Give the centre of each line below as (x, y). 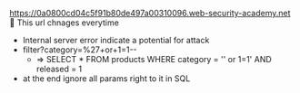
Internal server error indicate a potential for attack (116, 40)
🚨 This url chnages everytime (65, 23)
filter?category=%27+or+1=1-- (80, 50)
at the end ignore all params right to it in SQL (106, 79)
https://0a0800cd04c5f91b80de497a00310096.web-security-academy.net (150, 13)
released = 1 (59, 69)
